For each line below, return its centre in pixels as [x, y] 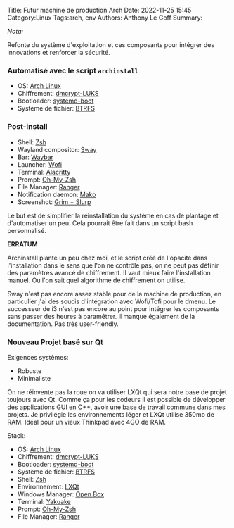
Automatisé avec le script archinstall [73, 70]
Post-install [27, 127]
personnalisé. [27, 230]
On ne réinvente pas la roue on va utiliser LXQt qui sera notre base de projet [117, 392]
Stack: [17, 435]
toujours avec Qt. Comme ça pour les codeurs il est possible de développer [117, 399]
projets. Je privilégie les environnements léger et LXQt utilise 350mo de [111, 414]
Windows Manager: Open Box [60, 494]
